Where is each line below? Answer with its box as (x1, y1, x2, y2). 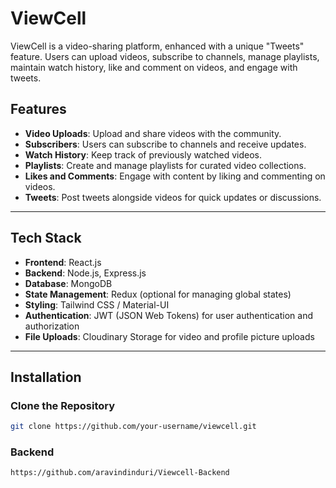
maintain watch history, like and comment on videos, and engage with (10, 61, 298, 73)
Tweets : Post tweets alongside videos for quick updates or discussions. (24, 191, 322, 203)
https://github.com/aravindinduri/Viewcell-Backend (10, 468, 230, 478)
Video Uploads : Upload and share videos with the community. (24, 127, 282, 139)
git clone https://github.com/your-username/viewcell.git (10, 422, 257, 432)
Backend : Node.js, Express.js (24, 267, 147, 279)
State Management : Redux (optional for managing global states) (24, 288, 292, 300)
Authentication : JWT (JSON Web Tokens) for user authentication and (24, 309, 313, 321)
